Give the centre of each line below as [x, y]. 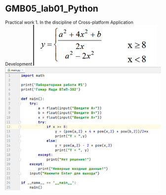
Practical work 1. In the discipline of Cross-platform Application [69, 22]
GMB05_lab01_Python [52, 9]
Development [19, 64]
